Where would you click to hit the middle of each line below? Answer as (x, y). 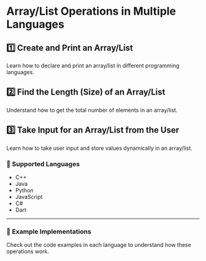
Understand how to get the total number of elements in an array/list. (92, 110)
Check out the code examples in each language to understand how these (99, 245)
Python (24, 190)
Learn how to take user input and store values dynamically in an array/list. (100, 148)
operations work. (28, 251)
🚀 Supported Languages (43, 164)
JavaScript (29, 197)
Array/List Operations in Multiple (91, 11)
